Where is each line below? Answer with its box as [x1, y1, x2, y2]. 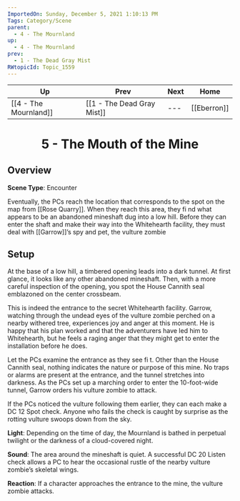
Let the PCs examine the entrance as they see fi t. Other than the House [7, 355, 219, 364]
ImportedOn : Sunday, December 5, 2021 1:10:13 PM [7, 10, 159, 18]
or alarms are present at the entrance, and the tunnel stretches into [7, 371, 205, 380]
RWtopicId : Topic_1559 [7, 64, 75, 71]
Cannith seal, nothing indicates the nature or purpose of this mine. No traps [7, 363, 230, 372]
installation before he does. [7, 342, 88, 350]
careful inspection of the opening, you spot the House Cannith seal [7, 282, 205, 291]
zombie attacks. [7, 487, 55, 495]
